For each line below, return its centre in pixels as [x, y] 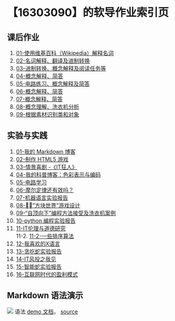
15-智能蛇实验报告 [39, 266]
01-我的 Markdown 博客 [46, 152]
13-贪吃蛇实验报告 [39, 251]
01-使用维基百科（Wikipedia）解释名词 [65, 53]
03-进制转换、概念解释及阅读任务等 [61, 68]
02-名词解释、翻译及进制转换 [53, 61]
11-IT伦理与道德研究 [41, 228]
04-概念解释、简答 [40, 76]
